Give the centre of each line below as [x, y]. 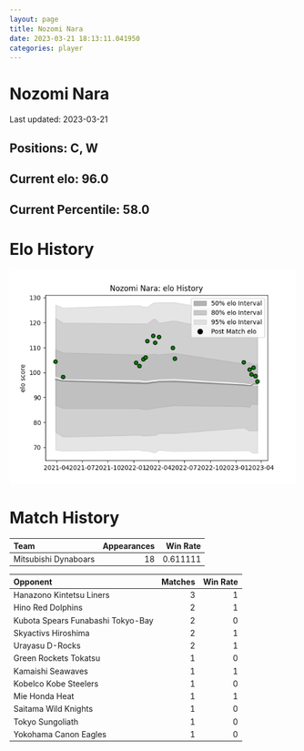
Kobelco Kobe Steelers [56, 684]
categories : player [46, 48]
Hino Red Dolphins [48, 608]
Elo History [52, 249]
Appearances [129, 545]
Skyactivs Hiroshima [51, 633]
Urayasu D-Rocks [47, 645]
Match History [65, 518]
